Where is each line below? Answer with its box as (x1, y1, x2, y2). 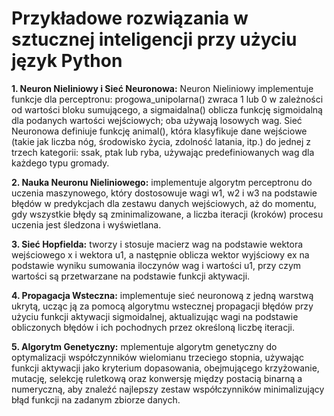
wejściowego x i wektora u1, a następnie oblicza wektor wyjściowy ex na (11, 248, 310, 261)
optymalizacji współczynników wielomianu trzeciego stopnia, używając (11, 351, 304, 363)
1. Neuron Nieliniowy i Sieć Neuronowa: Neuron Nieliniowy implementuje (11, 82, 314, 94)
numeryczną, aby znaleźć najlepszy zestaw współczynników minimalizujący (11, 383, 325, 395)
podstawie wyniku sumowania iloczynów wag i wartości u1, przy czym (11, 259, 302, 271)
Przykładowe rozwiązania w (11, 7, 249, 30)
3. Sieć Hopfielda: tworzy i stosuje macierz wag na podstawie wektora (11, 238, 304, 250)
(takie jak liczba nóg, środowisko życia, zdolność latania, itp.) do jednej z (11, 135, 311, 147)
